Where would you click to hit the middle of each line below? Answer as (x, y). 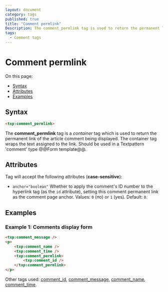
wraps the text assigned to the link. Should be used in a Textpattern (75, 144)
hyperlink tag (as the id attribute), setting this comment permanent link (85, 192)
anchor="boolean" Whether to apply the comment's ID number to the (83, 186)
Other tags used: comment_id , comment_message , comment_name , (75, 279)
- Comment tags (25, 38)
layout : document (23, 10)
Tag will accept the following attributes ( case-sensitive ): (64, 177)
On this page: (19, 76)
